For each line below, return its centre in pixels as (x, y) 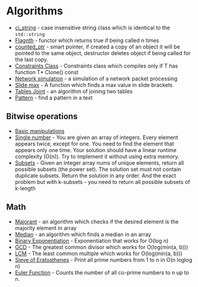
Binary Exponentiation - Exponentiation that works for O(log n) (92, 240)
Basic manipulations (39, 131)
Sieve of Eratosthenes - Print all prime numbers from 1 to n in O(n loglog (103, 259)
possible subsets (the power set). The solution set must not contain (98, 169)
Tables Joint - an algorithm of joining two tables (74, 91)
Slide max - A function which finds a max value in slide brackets (94, 84)
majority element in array (45, 228)
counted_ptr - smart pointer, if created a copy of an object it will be (98, 47)
